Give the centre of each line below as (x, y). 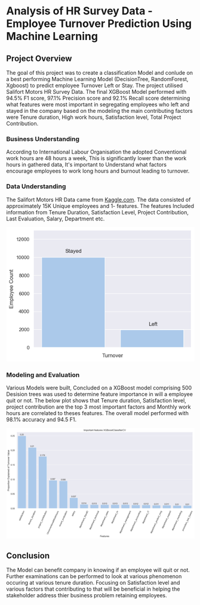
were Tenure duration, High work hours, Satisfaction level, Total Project (94, 117)
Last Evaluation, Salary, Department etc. (56, 219)
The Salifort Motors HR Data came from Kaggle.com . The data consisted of (99, 199)
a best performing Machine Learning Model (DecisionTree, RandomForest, (97, 79)
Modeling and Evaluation (43, 374)
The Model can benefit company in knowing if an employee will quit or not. (98, 570)
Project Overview (39, 58)
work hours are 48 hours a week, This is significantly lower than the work (96, 158)
